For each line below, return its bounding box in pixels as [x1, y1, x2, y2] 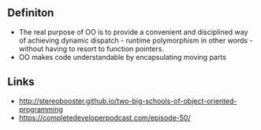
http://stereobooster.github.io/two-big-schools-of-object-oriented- [18, 96, 237, 106]
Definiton [7, 6, 54, 20]
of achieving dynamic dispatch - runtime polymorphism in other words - [18, 35, 253, 45]
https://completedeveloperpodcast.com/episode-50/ [18, 113, 191, 122]
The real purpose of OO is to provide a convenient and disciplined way [18, 27, 248, 36]
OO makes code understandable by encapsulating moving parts [18, 52, 226, 61]
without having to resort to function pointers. [18, 43, 165, 54]
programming [18, 104, 64, 113]
